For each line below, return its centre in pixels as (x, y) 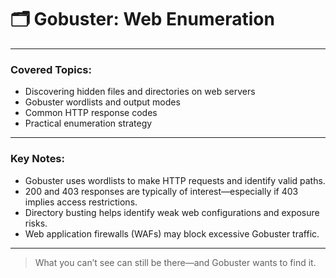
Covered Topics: (51, 69)
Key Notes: (37, 159)
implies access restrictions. (81, 202)
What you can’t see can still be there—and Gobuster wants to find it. (175, 262)
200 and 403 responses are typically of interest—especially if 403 (161, 191)
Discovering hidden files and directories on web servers (140, 92)
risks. (36, 223)
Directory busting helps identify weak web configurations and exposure (172, 212)
